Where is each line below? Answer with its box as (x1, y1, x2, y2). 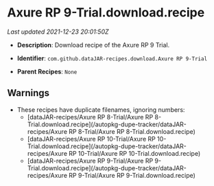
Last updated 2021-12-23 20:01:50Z (7, 27, 109, 36)
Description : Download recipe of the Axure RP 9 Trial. (16, 40, 170, 49)
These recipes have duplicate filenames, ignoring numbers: (16, 105, 185, 114)
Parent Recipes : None (16, 67, 78, 75)
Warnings (7, 87, 50, 99)
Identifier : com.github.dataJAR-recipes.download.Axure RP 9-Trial (16, 54, 208, 62)
